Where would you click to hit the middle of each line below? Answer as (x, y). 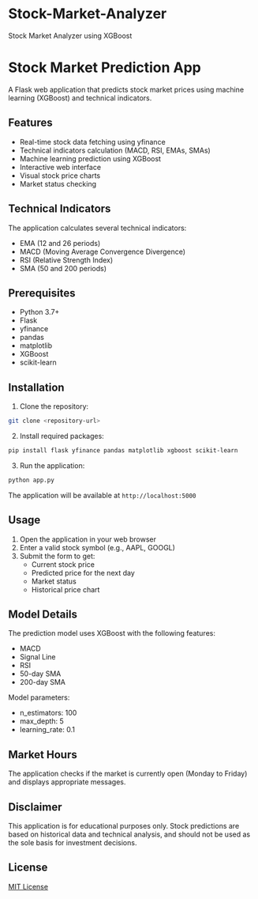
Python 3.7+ (39, 312)
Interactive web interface (60, 167)
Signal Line (37, 657)
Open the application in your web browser (88, 539)
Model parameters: (39, 697)
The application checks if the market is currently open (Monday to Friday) (128, 774)
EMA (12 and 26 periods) (60, 243)
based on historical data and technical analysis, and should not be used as (129, 834)
